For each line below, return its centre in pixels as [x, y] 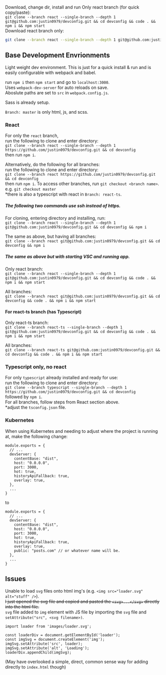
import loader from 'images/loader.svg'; [48, 626]
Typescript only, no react [36, 367]
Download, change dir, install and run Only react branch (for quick [72, 7]
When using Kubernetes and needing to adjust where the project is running [82, 431]
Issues [16, 579]
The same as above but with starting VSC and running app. [67, 256]
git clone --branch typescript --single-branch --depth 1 [66, 388]
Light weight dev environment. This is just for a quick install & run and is [78, 67]
